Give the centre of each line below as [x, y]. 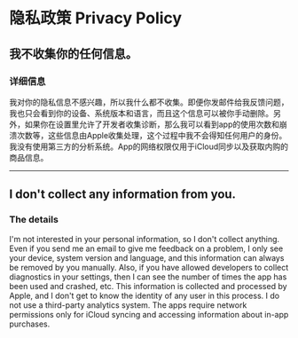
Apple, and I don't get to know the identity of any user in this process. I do [145, 295]
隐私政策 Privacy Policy [96, 18]
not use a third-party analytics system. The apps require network [128, 305]
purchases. [30, 324]
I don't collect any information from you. [123, 195]
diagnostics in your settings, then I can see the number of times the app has [148, 277]
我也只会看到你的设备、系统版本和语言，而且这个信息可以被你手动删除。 [141, 113]
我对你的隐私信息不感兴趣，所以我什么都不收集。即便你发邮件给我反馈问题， [149, 102]
